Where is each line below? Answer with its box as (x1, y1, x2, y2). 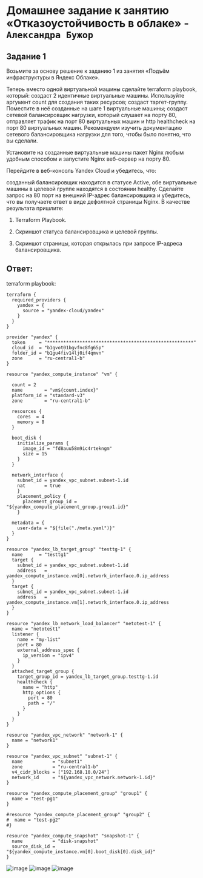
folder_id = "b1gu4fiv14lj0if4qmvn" (12, 350, 104, 356)
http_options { (22, 689, 61, 695)
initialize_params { (17, 440, 69, 446)
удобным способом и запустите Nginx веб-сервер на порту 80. (6, 155, 171, 163)
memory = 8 (17, 419, 45, 425)
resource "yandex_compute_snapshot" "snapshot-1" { (6, 833, 139, 839)
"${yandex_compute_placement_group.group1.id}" (6, 504, 129, 510)
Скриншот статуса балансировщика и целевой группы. (15, 228, 159, 235)
